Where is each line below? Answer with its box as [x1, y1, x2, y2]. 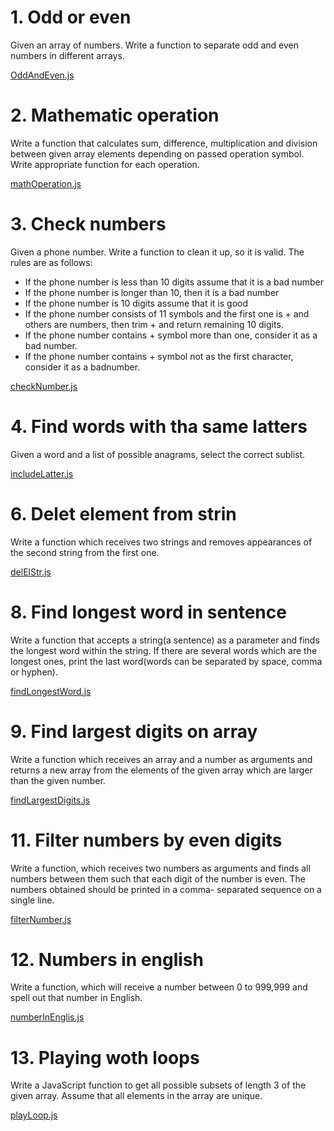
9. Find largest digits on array [10, 720, 258, 743]
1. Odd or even [10, 6, 132, 29]
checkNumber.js [10, 380, 78, 392]
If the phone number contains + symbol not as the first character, [24, 350, 294, 362]
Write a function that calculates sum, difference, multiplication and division [10, 137, 318, 149]
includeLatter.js [10, 467, 74, 480]
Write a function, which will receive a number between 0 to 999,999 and [10, 981, 308, 993]
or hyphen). [10, 666, 58, 678]
